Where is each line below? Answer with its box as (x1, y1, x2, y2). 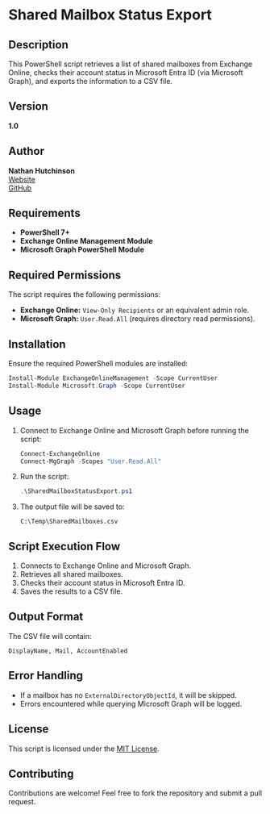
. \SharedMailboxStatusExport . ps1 (19, 487, 133, 495)
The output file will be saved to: (19, 502, 125, 511)
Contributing (8, 766, 74, 780)
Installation (8, 337, 66, 351)
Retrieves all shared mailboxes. (19, 570, 123, 579)
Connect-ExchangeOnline (19, 449, 101, 457)
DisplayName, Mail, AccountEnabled (8, 647, 128, 655)
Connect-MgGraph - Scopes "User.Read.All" (19, 457, 162, 465)
